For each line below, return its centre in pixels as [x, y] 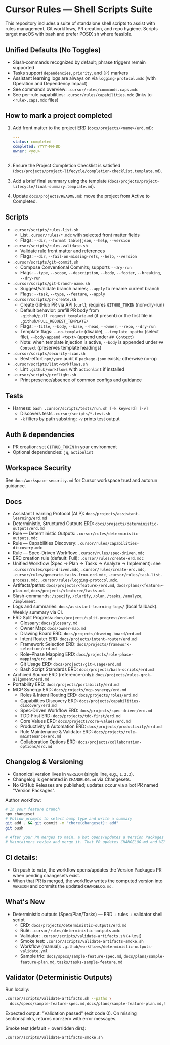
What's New [25, 902]
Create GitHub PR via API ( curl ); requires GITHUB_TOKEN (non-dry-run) [92, 304]
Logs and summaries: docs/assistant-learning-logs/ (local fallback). [85, 606]
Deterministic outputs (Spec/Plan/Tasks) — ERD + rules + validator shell [88, 914]
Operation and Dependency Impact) [50, 83]
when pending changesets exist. [47, 875]
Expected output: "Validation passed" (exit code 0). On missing [71, 1013]
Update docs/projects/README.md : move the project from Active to [81, 196]
